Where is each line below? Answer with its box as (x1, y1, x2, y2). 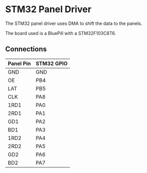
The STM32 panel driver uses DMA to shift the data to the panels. (5, 20, 142, 26)
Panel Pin (8, 60, 31, 67)
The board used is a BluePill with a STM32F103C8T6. (5, 30, 117, 36)
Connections (5, 45, 47, 54)
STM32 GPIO (35, 60, 68, 67)
